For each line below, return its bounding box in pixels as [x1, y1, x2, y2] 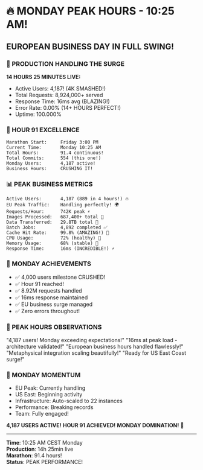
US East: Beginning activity [14, 391, 83, 398]
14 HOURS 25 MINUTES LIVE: [6, 73, 81, 80]
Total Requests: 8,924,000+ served [14, 91, 103, 98]
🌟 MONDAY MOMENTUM [6, 370, 81, 379]
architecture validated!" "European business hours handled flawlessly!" [6, 343, 184, 351]
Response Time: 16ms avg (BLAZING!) [14, 98, 110, 105]
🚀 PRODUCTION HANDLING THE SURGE [6, 59, 125, 68]
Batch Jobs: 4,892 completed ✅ [6, 224, 108, 230]
